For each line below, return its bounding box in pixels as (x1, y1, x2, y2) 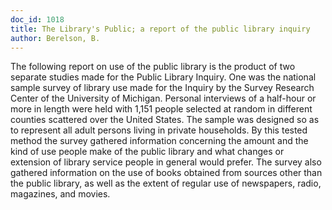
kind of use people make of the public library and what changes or (10, 146, 285, 158)
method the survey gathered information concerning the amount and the (10, 135, 309, 147)
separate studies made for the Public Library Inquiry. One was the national (10, 71, 317, 83)
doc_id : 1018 (10, 14, 65, 25)
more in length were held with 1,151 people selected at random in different (10, 103, 313, 115)
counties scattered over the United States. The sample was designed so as (10, 114, 320, 126)
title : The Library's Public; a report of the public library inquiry (10, 24, 311, 34)
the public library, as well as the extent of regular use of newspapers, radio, (10, 177, 322, 190)
